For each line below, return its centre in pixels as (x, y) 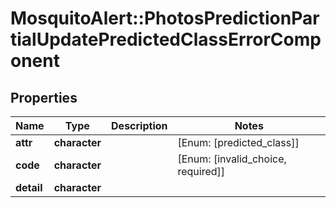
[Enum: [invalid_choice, (232, 159)
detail (29, 187)
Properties (44, 97)
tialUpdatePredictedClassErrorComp (166, 39)
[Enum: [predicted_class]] (238, 142)
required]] (201, 171)
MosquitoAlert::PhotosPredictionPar (165, 18)
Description (139, 125)
